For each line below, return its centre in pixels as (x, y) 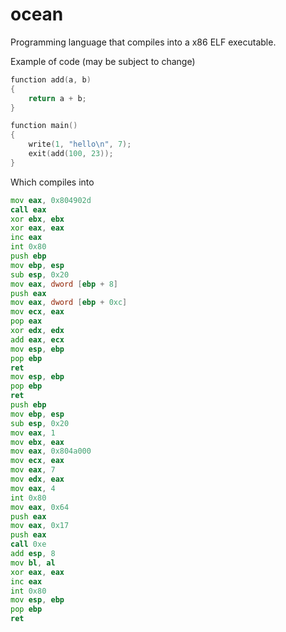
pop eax (26, 321)
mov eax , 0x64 (40, 507)
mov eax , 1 (33, 433)
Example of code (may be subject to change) (103, 61)
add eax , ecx (37, 339)
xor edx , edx (37, 331)
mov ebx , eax (37, 442)
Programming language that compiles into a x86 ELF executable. (143, 42)
